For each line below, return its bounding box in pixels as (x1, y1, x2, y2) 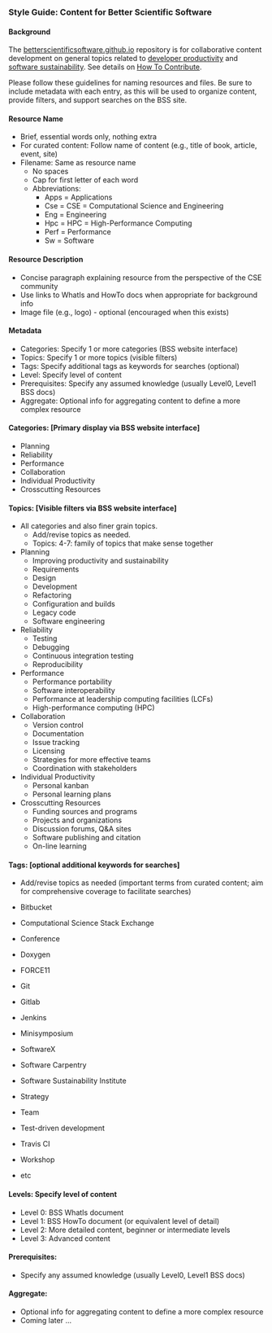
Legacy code (32, 607, 76, 617)
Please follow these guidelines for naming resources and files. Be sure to (8, 78, 253, 88)
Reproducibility (32, 660, 84, 669)
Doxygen (19, 949, 51, 959)
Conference (19, 934, 61, 944)
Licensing (32, 746, 65, 756)
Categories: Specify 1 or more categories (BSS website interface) (19, 344, 238, 353)
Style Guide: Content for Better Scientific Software (8, 7, 213, 18)
